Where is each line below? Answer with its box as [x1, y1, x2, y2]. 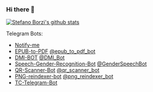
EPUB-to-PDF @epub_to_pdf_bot [14, 48, 96, 55]
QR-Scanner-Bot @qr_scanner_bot [14, 67, 100, 74]
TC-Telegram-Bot [14, 79, 58, 86]
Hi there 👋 [6, 5, 35, 14]
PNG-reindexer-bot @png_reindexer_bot [14, 73, 113, 80]
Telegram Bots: [6, 30, 43, 37]
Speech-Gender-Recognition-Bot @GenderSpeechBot [14, 60, 147, 67]
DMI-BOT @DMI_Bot [14, 54, 65, 61]
